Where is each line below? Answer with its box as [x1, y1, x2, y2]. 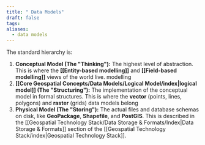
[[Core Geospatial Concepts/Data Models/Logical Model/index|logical [15, 80, 197, 87]
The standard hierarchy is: [6, 48, 73, 56]
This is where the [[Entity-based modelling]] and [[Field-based [15, 67, 177, 74]
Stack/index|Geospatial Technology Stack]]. [15, 132, 127, 139]
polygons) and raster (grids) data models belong [15, 99, 139, 107]
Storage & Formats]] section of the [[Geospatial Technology [15, 125, 166, 133]
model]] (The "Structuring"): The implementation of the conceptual [15, 86, 188, 94]
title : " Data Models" [6, 9, 64, 15]
